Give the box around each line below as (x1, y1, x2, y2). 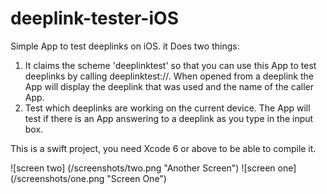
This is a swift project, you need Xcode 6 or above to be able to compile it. (10, 142, 317, 154)
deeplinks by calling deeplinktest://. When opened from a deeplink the (24, 70, 315, 82)
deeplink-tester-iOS (10, 7, 179, 30)
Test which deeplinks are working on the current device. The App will (24, 102, 311, 114)
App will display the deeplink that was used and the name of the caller (24, 80, 314, 92)
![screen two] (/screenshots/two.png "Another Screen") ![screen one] (10, 162, 297, 174)
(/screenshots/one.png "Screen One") (10, 172, 167, 184)
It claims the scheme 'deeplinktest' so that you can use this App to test (24, 59, 317, 71)
